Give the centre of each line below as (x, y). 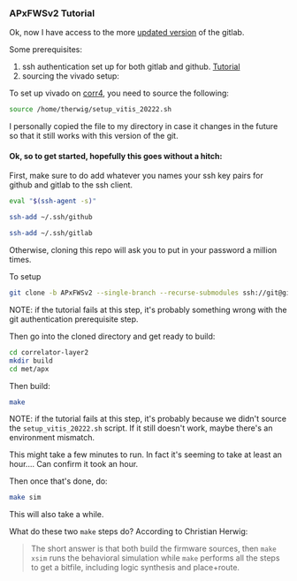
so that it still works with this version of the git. (94, 136)
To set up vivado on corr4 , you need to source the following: (119, 93)
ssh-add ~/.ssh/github (51, 218)
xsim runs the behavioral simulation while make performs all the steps (155, 558)
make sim (25, 498)
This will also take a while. (57, 515)
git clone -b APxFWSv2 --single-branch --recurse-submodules (124, 293)
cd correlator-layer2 (49, 352)
